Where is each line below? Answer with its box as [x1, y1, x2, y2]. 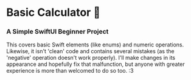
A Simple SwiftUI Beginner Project [6, 27, 109, 36]
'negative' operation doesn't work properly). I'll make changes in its [6, 54, 175, 62]
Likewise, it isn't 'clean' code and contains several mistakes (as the [6, 48, 175, 55]
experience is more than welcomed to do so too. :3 [6, 67, 134, 75]
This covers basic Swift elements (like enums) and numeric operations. [6, 41, 184, 48]
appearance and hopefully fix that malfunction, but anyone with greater [6, 60, 186, 68]
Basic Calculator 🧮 [6, 5, 101, 20]
